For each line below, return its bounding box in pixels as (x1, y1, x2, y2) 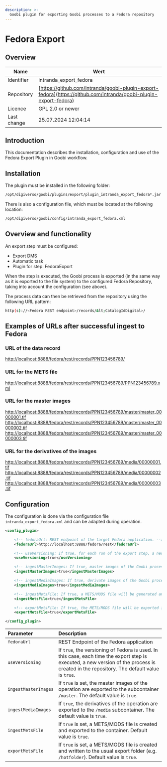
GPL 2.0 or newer (38, 105, 80, 112)
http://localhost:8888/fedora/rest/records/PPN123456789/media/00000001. (5, 459, 162, 465)
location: (5, 206, 23, 212)
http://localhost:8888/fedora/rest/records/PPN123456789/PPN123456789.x (5, 380, 161, 386)
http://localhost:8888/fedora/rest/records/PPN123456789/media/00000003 (5, 480, 161, 486)
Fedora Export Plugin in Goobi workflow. (5, 155, 88, 161)
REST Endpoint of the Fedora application (58, 638, 153, 645)
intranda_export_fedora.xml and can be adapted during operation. (5, 518, 142, 524)
